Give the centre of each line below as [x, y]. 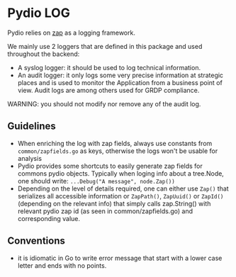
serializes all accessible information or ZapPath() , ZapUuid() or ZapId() [120, 196]
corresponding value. [49, 218]
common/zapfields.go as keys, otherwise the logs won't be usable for [118, 151]
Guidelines [32, 126]
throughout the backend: [44, 54]
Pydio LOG [39, 13]
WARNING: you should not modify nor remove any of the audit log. [104, 103]
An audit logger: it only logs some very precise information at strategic [120, 75]
